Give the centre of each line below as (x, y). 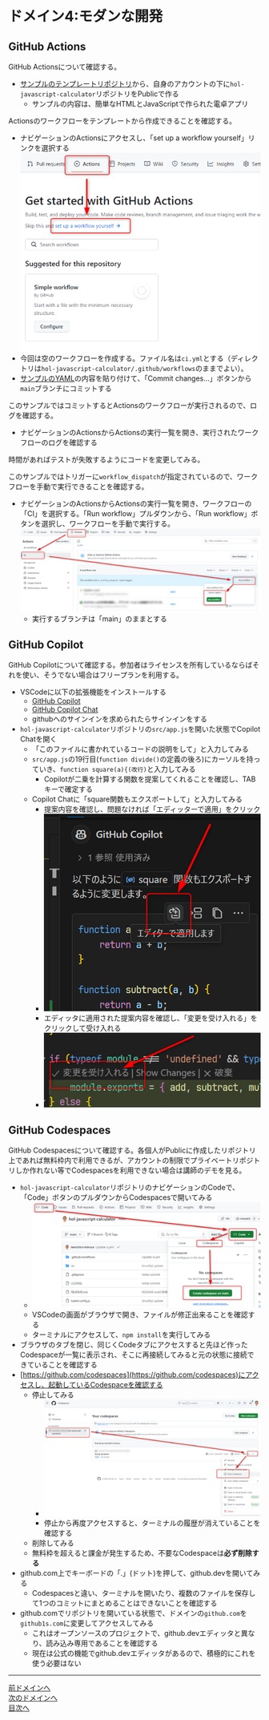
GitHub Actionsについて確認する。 (65, 67)
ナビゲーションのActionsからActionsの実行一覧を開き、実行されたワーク (139, 432)
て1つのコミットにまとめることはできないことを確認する (124, 1603)
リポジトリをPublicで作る (137, 94)
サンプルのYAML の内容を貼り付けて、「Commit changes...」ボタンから (136, 378)
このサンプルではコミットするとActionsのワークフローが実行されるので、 (129, 405)
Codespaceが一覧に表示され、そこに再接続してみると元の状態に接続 (133, 1355)
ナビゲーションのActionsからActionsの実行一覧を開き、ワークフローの (136, 503)
